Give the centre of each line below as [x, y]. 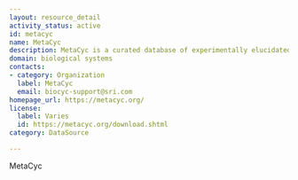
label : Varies [43, 116]
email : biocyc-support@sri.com [75, 91]
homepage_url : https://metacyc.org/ [77, 100]
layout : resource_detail [55, 17]
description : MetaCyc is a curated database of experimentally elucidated [150, 51]
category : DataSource [49, 133]
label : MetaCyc [45, 83]
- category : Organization [57, 75]
